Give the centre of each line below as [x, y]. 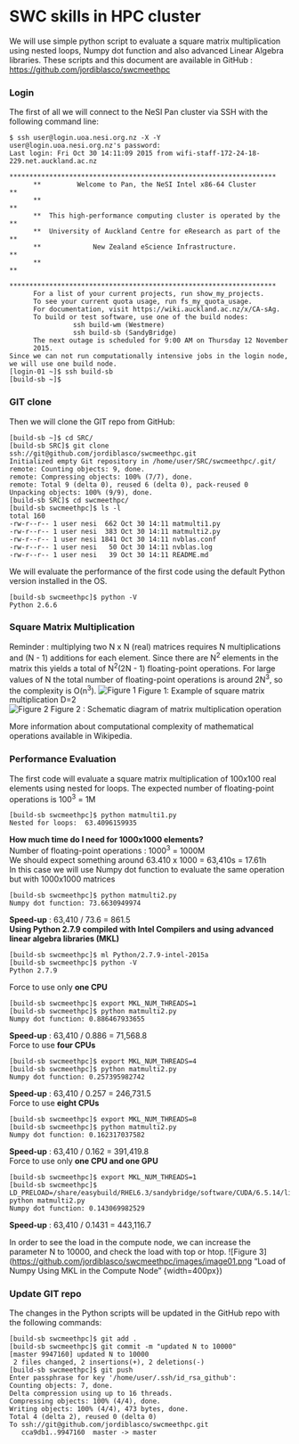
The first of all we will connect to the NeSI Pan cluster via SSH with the [139, 112]
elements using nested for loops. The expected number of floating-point [141, 788]
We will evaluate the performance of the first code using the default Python [147, 571]
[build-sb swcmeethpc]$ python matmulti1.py [93, 816]
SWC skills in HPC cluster [105, 16]
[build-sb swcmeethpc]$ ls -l [65, 508]
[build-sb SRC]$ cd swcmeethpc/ [69, 500]
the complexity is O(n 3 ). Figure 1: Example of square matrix [137, 690]
